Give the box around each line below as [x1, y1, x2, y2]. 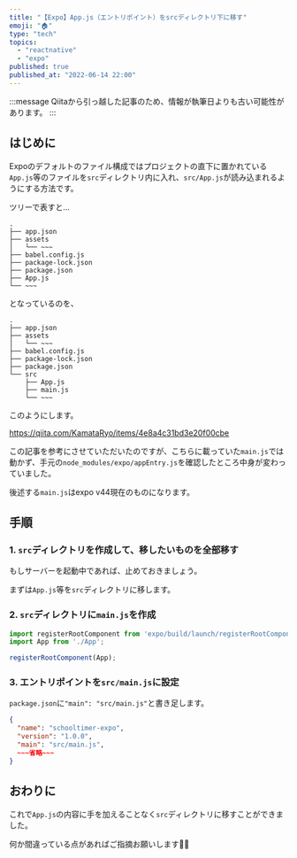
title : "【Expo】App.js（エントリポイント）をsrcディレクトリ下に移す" [9, 12, 247, 22]
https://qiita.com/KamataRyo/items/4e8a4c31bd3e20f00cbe [9, 427, 230, 438]
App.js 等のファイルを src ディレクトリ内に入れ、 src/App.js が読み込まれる [9, 172, 278, 182]
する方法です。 [25, 182, 79, 193]
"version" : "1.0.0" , [17, 732, 93, 741]
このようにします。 [9, 409, 79, 421]
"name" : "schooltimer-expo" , [17, 723, 125, 733]
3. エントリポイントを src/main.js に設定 [9, 676, 179, 689]
